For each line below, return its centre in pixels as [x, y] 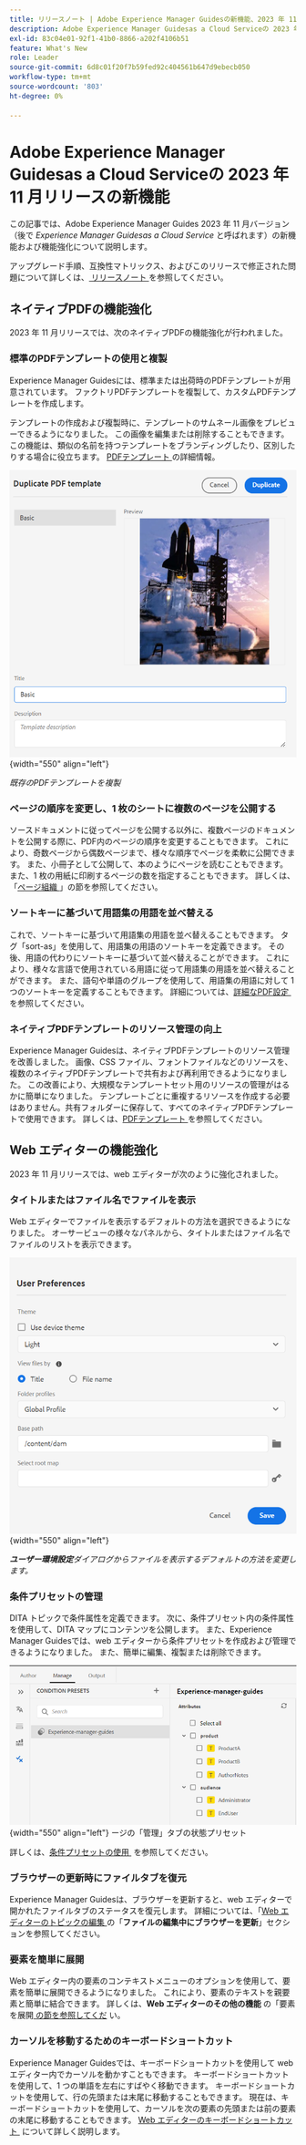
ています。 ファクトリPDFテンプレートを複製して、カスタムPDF [153, 391]
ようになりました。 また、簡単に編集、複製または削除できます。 [146, 1652]
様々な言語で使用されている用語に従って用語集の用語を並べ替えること [164, 969]
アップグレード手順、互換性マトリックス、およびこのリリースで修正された [149, 266]
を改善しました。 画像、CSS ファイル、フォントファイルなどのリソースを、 [151, 1062]
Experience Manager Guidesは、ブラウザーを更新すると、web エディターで [151, 1900]
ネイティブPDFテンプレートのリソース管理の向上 [116, 1028]
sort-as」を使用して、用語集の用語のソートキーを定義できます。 [146, 946]
